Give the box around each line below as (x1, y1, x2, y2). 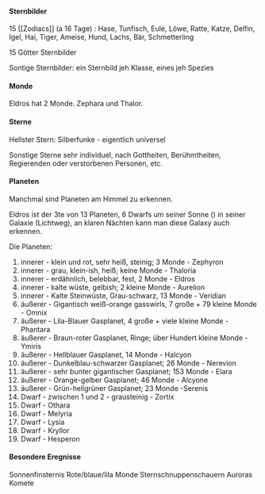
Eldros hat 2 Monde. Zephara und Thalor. (9, 99, 144, 109)
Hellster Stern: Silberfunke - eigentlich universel (9, 135, 166, 144)
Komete (9, 478, 35, 488)
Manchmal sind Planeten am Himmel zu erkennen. (9, 194, 173, 204)
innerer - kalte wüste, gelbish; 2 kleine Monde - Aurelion (20, 282, 205, 292)
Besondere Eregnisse (9, 452, 82, 461)
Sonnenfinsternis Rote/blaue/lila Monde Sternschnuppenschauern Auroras (9, 470, 253, 480)
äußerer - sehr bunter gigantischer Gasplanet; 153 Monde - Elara (20, 366, 232, 376)
